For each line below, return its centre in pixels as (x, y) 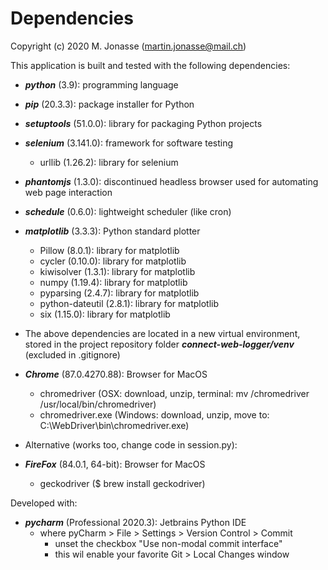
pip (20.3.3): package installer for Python (109, 104)
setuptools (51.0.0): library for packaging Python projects (143, 123)
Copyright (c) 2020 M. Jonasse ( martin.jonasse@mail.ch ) (128, 46)
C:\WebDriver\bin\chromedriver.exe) (114, 425)
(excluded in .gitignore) (72, 354)
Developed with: (44, 503)
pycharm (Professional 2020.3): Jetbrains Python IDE (135, 522)
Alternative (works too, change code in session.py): (131, 444)
